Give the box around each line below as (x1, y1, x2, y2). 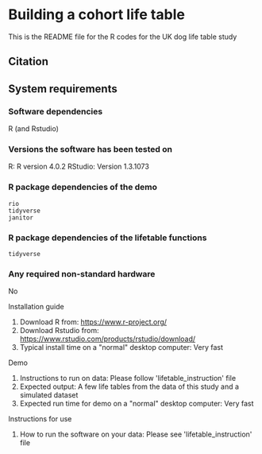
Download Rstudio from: (19, 326, 99, 336)
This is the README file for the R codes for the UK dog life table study (8, 32, 237, 41)
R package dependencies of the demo (8, 181, 157, 192)
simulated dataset (19, 390, 79, 400)
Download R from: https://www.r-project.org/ (19, 317, 168, 327)
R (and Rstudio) (8, 124, 60, 134)
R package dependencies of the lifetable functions (8, 232, 207, 243)
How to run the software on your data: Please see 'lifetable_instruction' (19, 429, 252, 439)
